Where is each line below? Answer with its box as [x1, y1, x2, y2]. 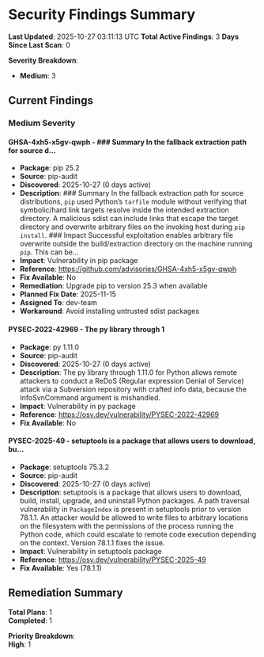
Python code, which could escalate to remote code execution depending [19, 529, 257, 539]
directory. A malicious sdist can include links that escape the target [19, 214, 239, 223]
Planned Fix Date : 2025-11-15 [19, 289, 117, 299]
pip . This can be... [19, 247, 79, 257]
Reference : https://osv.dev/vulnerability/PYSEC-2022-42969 [19, 410, 220, 419]
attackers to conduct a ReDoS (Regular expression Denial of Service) [19, 376, 244, 385]
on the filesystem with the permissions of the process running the [19, 521, 235, 530]
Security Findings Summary [8, 6, 196, 24]
